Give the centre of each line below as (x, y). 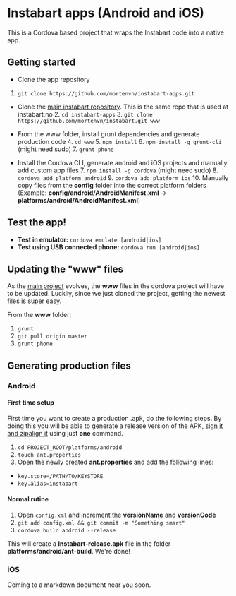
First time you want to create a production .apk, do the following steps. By (114, 418)
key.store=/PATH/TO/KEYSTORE (60, 476)
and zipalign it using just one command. (65, 433)
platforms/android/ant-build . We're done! (69, 552)
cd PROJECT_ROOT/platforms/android (70, 447)
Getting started (42, 62)
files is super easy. (35, 301)
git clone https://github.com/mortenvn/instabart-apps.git (106, 93)
